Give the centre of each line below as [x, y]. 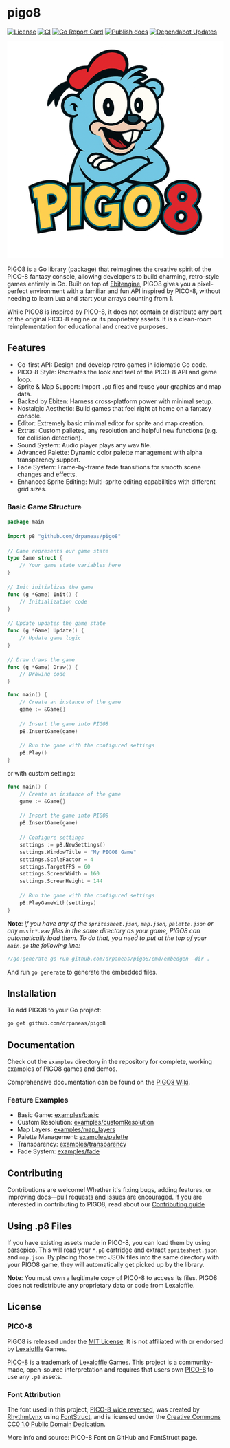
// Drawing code [43, 674]
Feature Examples [38, 1100]
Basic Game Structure [45, 507]
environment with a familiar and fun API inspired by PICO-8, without [125, 291]
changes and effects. [47, 474]
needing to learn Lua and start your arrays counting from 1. [90, 298]
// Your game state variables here [70, 566]
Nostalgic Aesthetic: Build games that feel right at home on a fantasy [114, 408]
